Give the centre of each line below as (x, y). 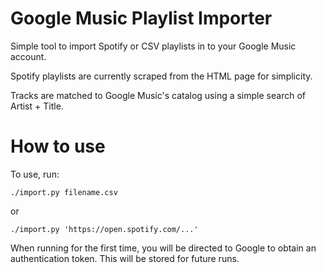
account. (28, 56)
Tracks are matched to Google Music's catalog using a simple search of (158, 95)
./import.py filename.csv (64, 192)
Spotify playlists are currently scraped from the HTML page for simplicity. (161, 76)
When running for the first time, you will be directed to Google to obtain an (163, 248)
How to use (58, 146)
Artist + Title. (37, 106)
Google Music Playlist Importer (141, 18)
